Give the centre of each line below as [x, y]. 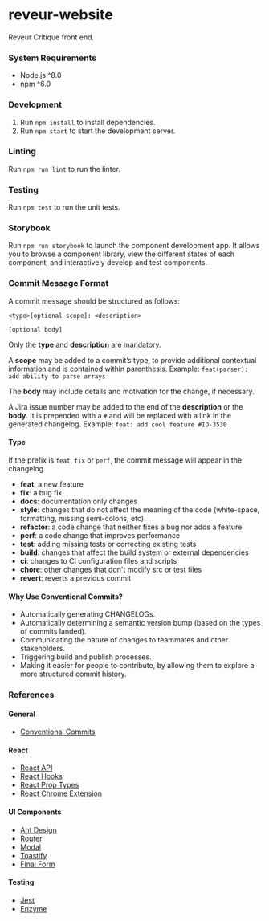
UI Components [35, 812]
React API [36, 768]
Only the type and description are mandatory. [85, 344]
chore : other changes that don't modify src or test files [111, 569]
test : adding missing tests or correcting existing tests [108, 544]
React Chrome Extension [61, 793]
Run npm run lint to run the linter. [64, 169]
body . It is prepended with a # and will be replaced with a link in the [120, 415]
